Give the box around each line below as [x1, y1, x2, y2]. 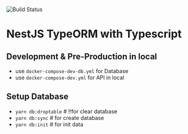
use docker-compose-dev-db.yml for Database [15, 68, 129, 74]
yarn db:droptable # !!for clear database [15, 107, 118, 115]
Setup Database [6, 91, 69, 102]
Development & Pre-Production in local [6, 51, 157, 62]
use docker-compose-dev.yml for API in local [15, 74, 125, 81]
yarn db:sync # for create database [15, 114, 104, 121]
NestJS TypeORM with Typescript [6, 27, 182, 41]
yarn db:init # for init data [15, 121, 84, 128]
